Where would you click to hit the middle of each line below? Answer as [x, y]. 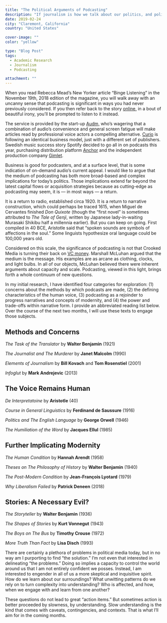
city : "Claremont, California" [38, 24]
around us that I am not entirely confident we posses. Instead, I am [73, 569]
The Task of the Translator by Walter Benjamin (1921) [60, 344]
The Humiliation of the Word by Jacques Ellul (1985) [59, 429]
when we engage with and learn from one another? [58, 590]
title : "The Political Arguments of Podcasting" [56, 10]
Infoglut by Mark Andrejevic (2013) [42, 373]
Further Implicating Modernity [53, 446]
